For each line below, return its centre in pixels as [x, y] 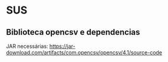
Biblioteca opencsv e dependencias [73, 32]
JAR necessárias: [27, 46]
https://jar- [62, 46]
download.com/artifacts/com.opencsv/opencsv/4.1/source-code [84, 53]
